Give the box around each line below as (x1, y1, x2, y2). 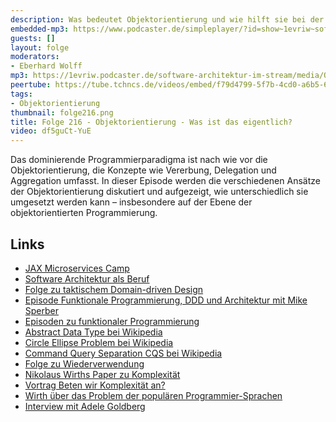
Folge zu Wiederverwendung (24, 357, 145, 370)
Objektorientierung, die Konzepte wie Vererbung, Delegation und (10, 164, 277, 176)
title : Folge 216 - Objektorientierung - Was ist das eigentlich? (10, 117, 293, 127)
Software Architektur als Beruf (24, 272, 150, 285)
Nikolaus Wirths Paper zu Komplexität (24, 368, 181, 380)
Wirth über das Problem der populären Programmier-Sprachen (24, 389, 283, 401)
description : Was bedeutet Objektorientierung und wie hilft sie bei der (10, 14, 325, 25)
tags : (10, 89, 33, 99)
